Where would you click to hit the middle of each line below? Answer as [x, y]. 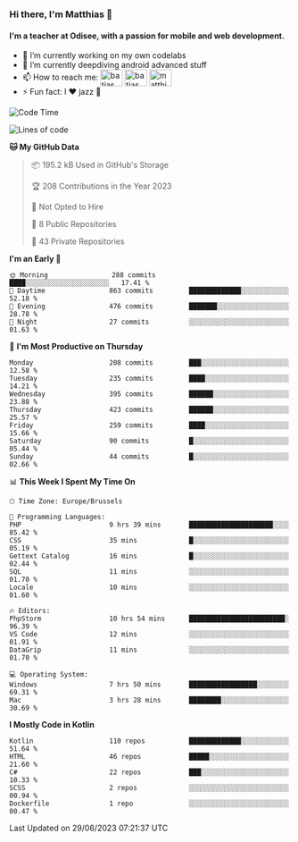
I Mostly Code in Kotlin [52, 725]
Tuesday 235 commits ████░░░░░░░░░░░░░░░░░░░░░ [149, 379]
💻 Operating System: [49, 675]
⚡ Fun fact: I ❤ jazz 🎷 [62, 92]
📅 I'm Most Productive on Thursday [76, 347]
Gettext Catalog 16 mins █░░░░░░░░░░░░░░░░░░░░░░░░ [149, 556]
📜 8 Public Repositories [74, 224]
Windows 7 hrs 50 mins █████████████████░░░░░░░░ [149, 685]
